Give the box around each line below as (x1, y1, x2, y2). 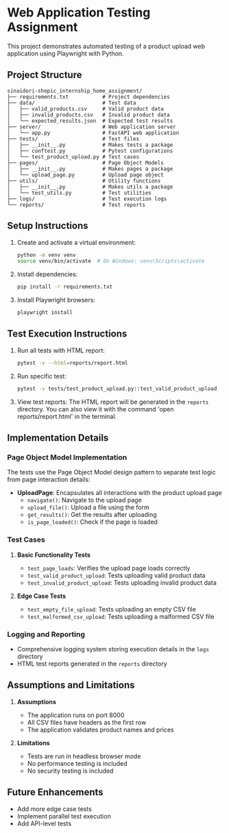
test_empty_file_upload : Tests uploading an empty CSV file (27, 605, 197, 613)
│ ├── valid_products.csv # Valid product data (7, 105, 165, 112)
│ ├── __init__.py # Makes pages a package (7, 165, 173, 172)
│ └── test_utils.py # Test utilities (7, 189, 152, 196)
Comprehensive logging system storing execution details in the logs (16, 644, 209, 653)
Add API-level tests (16, 819, 72, 828)
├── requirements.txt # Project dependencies (7, 93, 170, 100)
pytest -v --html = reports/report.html (16, 359, 128, 366)
